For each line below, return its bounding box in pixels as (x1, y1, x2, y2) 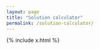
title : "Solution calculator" (6, 15, 84, 21)
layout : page (6, 8, 40, 15)
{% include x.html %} (6, 37, 60, 44)
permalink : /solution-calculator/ (6, 20, 95, 26)
